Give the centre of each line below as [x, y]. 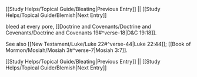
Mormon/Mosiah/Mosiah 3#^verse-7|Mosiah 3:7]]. [66, 50]
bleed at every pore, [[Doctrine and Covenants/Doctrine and [78, 27]
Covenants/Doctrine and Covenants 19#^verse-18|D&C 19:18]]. [81, 33]
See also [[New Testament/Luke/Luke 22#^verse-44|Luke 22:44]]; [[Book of [98, 44]
